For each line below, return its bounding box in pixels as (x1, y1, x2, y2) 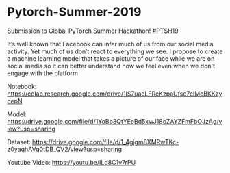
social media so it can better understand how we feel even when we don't (7, 62, 216, 70)
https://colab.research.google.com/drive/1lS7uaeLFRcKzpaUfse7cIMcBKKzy (7, 90, 222, 98)
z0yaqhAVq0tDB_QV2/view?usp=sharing (7, 145, 122, 153)
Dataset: (7, 137, 31, 146)
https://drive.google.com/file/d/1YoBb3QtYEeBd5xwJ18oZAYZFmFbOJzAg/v (7, 117, 222, 125)
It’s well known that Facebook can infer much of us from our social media (7, 40, 214, 48)
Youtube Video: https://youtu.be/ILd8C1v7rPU (7, 158, 136, 166)
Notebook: (7, 82, 37, 90)
